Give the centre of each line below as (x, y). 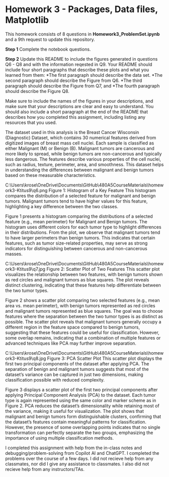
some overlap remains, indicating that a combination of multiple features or (83, 338)
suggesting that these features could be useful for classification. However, (82, 332)
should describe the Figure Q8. (37, 91)
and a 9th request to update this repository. (50, 39)
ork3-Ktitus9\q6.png (26, 190)
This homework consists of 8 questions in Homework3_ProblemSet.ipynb (82, 34)
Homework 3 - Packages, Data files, (82, 9)
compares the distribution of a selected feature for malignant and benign (80, 196)
